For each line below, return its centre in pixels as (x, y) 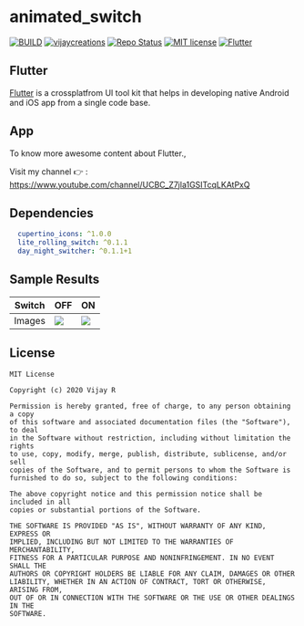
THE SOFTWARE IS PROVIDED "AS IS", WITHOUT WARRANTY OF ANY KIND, (138, 526)
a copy (22, 414)
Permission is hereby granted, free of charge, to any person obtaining (150, 406)
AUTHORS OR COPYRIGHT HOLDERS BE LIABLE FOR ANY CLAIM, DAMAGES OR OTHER (152, 574)
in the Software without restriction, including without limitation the (150, 438)
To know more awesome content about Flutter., (98, 153)
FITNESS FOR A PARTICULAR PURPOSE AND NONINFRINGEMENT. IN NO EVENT (142, 558)
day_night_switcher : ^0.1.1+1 (75, 251)
